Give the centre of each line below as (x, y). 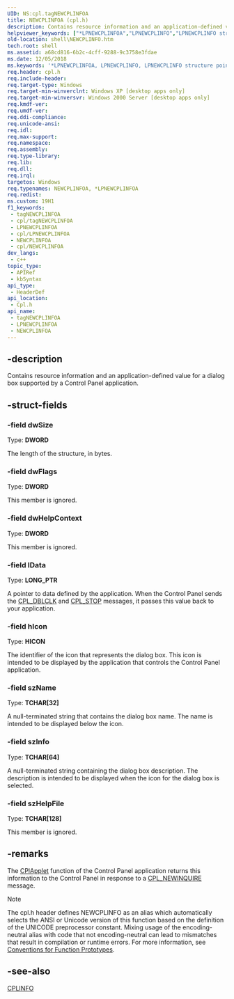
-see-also (29, 972)
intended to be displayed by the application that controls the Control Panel (114, 663)
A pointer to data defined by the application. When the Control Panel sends (115, 593)
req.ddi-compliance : (37, 117)
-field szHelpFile (36, 803)
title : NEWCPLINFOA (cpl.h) (48, 20)
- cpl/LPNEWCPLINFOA (40, 234)
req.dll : (20, 169)
